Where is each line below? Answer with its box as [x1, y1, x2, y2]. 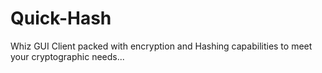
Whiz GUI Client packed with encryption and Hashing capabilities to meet [10, 40, 313, 52]
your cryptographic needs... [10, 50, 125, 62]
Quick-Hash [10, 7, 112, 30]
